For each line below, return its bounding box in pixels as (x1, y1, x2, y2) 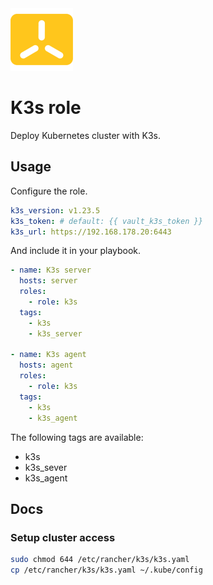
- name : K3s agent (10, 350, 87, 360)
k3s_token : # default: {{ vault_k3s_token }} (10, 216, 203, 226)
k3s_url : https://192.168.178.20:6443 (10, 227, 172, 237)
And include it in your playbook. (10, 245, 142, 257)
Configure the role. (10, 185, 88, 197)
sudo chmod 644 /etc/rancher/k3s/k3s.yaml (10, 555, 190, 565)
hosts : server (19, 276, 78, 286)
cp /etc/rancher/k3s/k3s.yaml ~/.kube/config (10, 565, 203, 576)
